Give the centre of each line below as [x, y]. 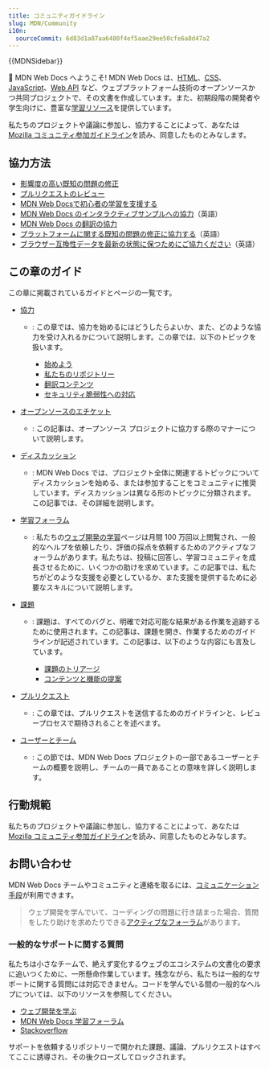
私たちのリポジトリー [79, 374]
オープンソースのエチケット [65, 411]
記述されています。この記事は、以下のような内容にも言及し [158, 641]
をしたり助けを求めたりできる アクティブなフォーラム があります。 [136, 922]
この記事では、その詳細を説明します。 [95, 503]
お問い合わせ [40, 864]
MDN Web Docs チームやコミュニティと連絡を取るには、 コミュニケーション [134, 885]
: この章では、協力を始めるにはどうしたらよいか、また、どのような [143, 327]
